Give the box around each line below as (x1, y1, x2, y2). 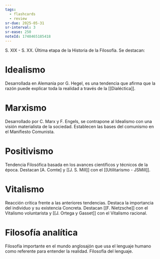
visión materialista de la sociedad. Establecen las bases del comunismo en (5, 123, 154, 129)
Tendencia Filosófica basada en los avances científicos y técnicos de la (5, 162, 148, 168)
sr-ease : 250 (5, 30, 32, 34)
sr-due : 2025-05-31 (5, 20, 45, 26)
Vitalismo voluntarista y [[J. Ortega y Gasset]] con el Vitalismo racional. (5, 210, 147, 216)
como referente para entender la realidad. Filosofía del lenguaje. (5, 248, 133, 254)
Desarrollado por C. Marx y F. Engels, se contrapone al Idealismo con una (5, 118, 152, 124)
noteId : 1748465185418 (5, 34, 51, 39)
